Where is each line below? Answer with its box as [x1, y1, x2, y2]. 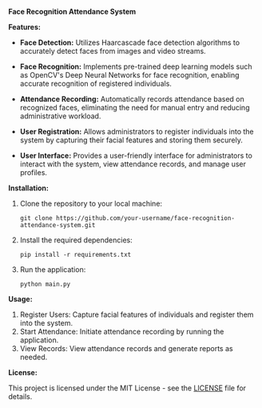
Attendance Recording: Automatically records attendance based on [19, 94, 245, 103]
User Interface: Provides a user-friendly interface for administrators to [19, 151, 253, 160]
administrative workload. [19, 111, 101, 121]
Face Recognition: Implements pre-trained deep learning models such [19, 62, 253, 71]
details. [8, 392, 33, 401]
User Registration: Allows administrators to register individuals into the [19, 127, 254, 136]
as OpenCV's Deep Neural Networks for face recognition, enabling [19, 70, 240, 79]
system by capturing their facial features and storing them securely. [19, 135, 244, 145]
